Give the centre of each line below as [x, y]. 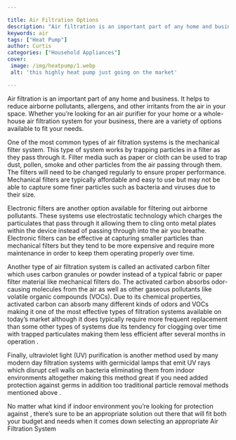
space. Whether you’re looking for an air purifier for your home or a [105, 113]
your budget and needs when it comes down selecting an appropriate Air [113, 421]
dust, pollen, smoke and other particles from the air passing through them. [115, 164]
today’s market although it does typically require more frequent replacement [118, 319]
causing [19, 289]
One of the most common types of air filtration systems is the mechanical [113, 142]
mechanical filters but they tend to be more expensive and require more [111, 245]
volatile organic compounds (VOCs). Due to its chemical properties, [105, 296]
